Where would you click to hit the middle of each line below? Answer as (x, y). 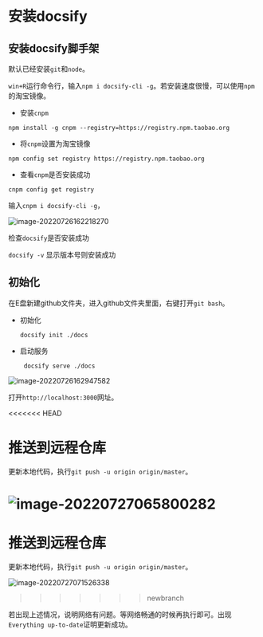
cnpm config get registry (51, 190)
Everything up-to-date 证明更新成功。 (71, 624)
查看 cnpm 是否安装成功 (55, 175)
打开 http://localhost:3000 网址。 (63, 397)
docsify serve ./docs (59, 366)
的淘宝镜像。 (29, 96)
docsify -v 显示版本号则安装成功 (62, 255)
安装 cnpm (34, 113)
